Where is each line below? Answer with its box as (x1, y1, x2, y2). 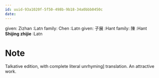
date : (5, 12, 16, 16)
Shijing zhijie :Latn (5, 31, 43, 37)
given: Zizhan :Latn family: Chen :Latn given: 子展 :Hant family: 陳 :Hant (5, 25, 147, 31)
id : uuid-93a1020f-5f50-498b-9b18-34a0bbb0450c (5, 7, 103, 12)
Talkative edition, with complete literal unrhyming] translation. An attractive (5, 64, 155, 69)
